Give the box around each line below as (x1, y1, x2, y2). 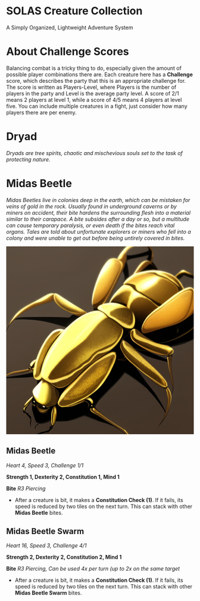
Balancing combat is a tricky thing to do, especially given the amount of (6, 64, 182, 72)
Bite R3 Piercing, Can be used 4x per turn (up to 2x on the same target (6, 565, 180, 572)
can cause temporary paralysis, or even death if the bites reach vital (6, 222, 175, 229)
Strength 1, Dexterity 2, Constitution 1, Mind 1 (6, 473, 120, 481)
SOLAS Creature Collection (6, 4, 143, 18)
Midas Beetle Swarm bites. (14, 589, 82, 597)
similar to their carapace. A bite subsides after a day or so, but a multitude (6, 215, 189, 222)
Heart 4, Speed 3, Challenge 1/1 (6, 461, 84, 469)
